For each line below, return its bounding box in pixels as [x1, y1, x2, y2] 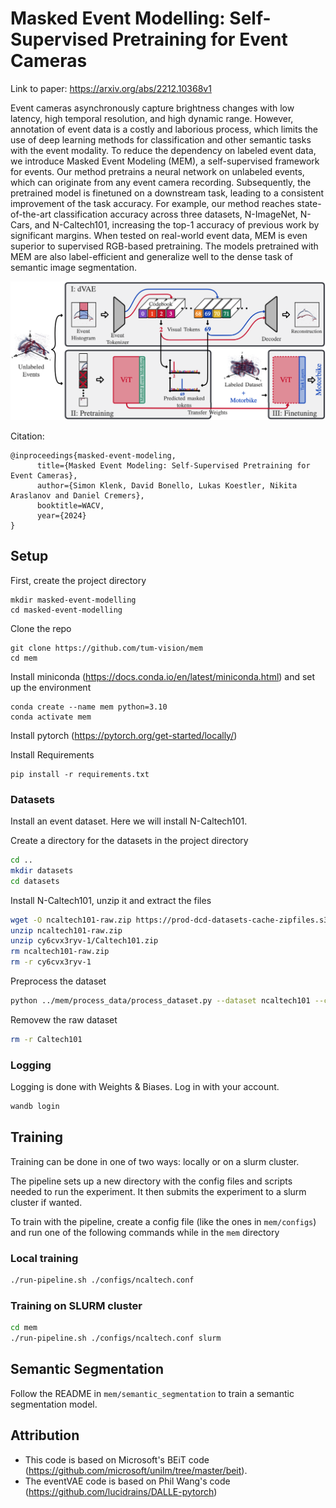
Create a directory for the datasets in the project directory [10, 835, 249, 847]
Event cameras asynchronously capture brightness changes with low [10, 102, 295, 114]
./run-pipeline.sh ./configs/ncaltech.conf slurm [10, 1333, 222, 1344]
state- [296, 197, 322, 209]
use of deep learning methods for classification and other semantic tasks [10, 133, 312, 146]
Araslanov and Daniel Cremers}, [10, 490, 145, 501]
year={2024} [36, 510, 87, 521]
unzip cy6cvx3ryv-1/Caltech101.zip [10, 936, 159, 946]
